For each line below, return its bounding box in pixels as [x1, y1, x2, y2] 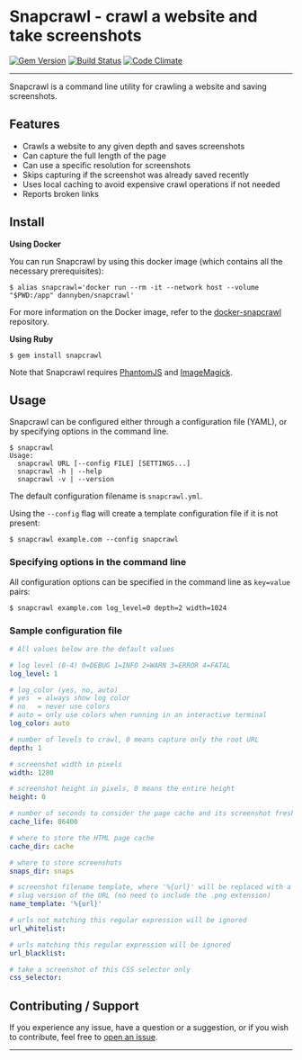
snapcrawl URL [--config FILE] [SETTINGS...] [17, 459, 191, 469]
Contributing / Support [9, 998, 139, 1013]
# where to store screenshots [9, 858, 123, 867]
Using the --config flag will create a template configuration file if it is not [9, 508, 279, 519]
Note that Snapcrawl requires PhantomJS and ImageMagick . [9, 366, 234, 377]
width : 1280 [9, 768, 54, 777]
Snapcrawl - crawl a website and [9, 6, 258, 27]
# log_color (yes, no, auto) [9, 686, 119, 695]
